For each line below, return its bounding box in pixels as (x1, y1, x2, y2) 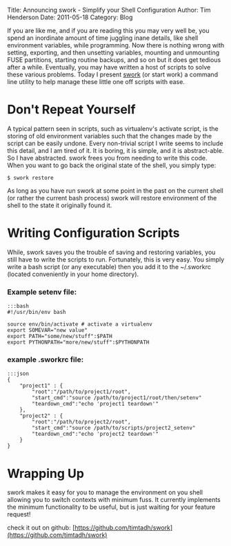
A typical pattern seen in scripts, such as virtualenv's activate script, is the (7, 124, 219, 133)
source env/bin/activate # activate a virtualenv (7, 321, 153, 328)
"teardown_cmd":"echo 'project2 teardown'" (32, 430, 159, 438)
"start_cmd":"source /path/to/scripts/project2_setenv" (32, 425, 196, 432)
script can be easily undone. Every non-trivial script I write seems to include (7, 139, 223, 147)
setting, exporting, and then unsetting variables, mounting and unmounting (7, 48, 220, 56)
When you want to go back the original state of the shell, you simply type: (7, 161, 217, 169)
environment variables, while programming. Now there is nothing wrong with (7, 41, 225, 49)
